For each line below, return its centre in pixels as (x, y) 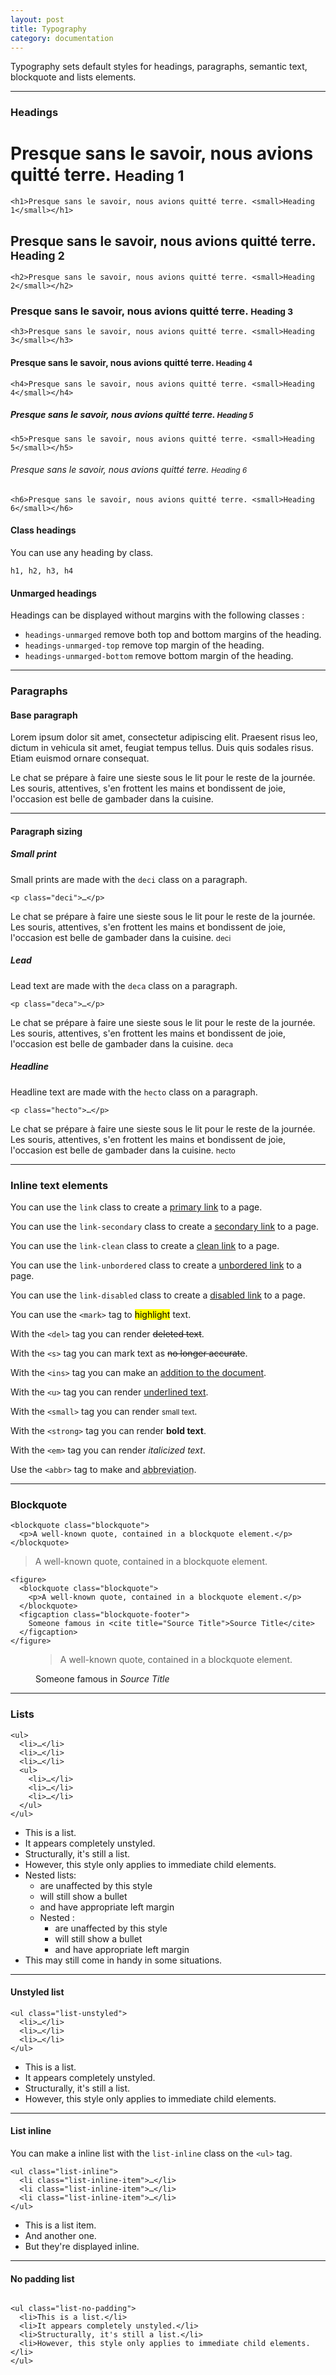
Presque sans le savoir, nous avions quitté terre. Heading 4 (131, 362)
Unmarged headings (53, 593)
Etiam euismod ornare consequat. (80, 758)
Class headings (43, 530)
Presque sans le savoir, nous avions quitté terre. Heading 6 (129, 470)
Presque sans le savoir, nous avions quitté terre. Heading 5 (132, 415)
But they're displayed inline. (82, 2247)
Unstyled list (37, 1992)
